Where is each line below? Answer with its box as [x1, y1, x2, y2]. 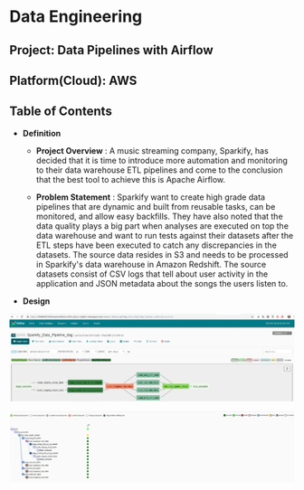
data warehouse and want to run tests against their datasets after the [35, 230, 294, 240]
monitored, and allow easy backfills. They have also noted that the [35, 211, 283, 221]
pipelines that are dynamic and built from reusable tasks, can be [35, 201, 276, 212]
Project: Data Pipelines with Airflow [9, 42, 214, 58]
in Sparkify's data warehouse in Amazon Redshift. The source [35, 259, 267, 269]
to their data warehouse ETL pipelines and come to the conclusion [35, 165, 283, 175]
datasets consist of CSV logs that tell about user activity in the [35, 269, 269, 279]
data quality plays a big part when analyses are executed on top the [35, 220, 290, 231]
